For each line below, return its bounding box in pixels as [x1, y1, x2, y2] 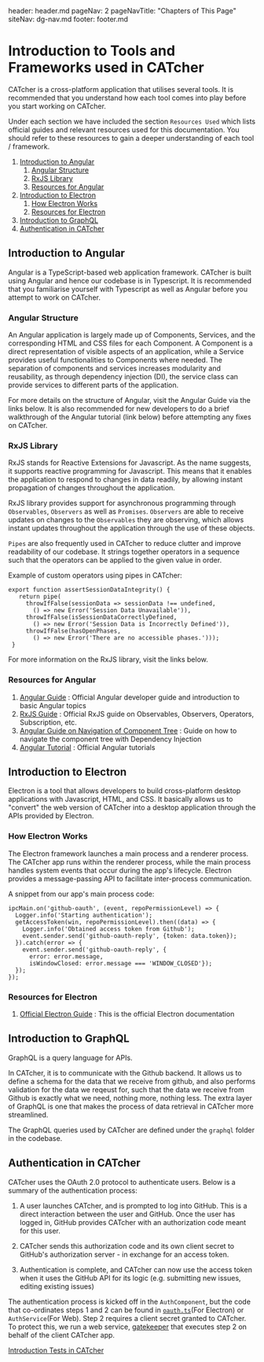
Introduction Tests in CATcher [8, 1345, 104, 1355]
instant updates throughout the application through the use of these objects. [8, 523, 255, 533]
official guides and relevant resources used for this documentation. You [8, 124, 240, 135]
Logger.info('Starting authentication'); [15, 911, 153, 919]
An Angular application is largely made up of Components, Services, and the [8, 330, 256, 340]
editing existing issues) [19, 1281, 94, 1291]
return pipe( [18, 592, 61, 601]
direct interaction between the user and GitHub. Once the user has [19, 1209, 236, 1219]
